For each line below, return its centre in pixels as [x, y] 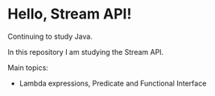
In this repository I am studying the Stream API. [86, 52]
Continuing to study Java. [50, 36]
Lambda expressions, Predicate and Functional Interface [113, 83]
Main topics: [28, 67]
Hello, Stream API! [70, 14]
